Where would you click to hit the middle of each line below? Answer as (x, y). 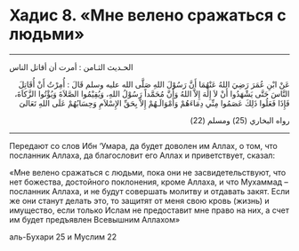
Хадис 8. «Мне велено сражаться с (148, 16)
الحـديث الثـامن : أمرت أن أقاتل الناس (71, 67)
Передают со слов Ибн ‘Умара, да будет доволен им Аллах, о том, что (143, 145)
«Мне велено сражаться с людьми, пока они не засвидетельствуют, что (148, 172)
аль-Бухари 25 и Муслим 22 (63, 237)
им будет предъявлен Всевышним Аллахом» (95, 219)
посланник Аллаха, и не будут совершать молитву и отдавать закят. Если (149, 191)
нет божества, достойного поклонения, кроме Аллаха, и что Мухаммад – (149, 182)
